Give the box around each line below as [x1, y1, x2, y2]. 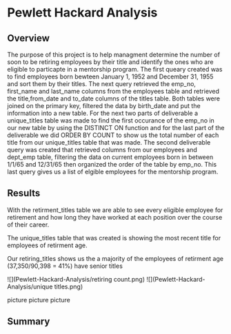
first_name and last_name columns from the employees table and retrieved [7, 87, 219, 95]
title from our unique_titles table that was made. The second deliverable [7, 138, 211, 146]
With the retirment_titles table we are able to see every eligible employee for [7, 205, 223, 214]
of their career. [7, 220, 50, 229]
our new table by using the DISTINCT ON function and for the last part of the [7, 124, 225, 132]
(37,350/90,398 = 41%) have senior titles [7, 262, 123, 270]
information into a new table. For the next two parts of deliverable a [7, 109, 199, 117]
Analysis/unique [7, 282, 53, 291]
